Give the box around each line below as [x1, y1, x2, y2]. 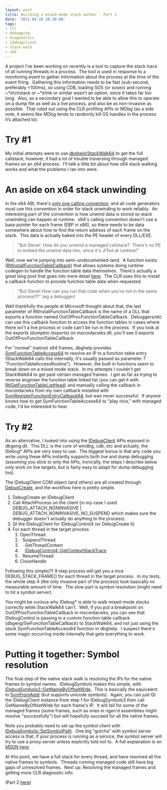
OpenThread [19, 532, 46, 538]
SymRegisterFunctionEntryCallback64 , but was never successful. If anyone [5, 393, 161, 399]
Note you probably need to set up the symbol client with [5, 723, 121, 729]
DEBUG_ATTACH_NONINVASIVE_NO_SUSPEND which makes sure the [12, 510, 157, 516]
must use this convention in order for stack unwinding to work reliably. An [5, 206, 158, 212]
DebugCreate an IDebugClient [12, 494, 75, 500]
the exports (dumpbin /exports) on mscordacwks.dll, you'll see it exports [5, 330, 155, 336]
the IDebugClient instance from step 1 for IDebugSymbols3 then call [5, 697, 145, 703]
